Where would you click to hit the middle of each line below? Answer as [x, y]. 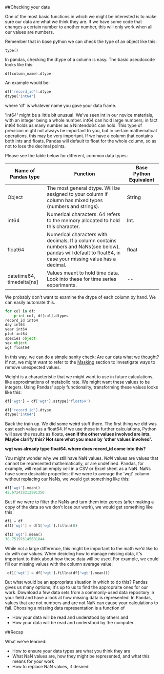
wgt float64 [17, 347]
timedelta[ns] [23, 282]
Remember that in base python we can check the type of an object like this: [81, 41]
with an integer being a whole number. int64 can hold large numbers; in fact [81, 120]
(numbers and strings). [73, 206]
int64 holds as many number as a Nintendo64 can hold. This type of [74, 125]
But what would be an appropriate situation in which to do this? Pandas [76, 582]
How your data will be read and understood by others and [70, 617]
